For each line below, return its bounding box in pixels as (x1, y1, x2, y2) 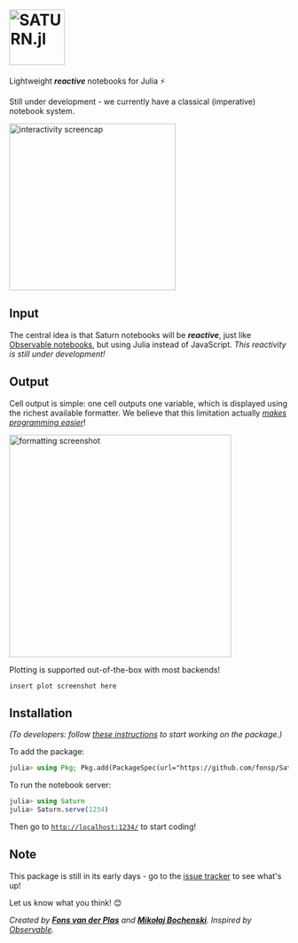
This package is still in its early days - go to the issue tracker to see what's (9, 870, 282, 881)
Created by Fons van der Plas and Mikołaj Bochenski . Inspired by (9, 915, 252, 925)
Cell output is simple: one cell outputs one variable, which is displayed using (9, 398, 288, 408)
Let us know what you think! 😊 (9, 897, 122, 907)
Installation (9, 705, 73, 721)
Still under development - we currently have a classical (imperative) (9, 96, 256, 107)
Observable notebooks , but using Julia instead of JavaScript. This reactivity (9, 339, 286, 350)
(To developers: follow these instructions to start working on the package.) (9, 729, 283, 740)
